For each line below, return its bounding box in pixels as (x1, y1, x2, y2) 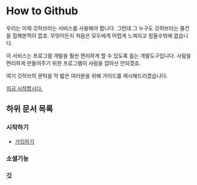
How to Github (6, 4, 78, 18)
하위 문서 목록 (6, 104, 53, 114)
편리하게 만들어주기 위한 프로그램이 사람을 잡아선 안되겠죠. (6, 59, 141, 67)
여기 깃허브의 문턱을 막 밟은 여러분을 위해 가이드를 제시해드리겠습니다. (6, 72, 168, 79)
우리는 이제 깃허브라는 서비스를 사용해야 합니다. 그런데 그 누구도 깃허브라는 (6, 24, 179, 32)
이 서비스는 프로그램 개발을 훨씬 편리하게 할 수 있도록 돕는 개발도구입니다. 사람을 (6, 52, 192, 59)
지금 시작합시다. (6, 84, 43, 92)
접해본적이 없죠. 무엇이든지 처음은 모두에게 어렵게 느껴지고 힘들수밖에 (12, 32, 173, 39)
